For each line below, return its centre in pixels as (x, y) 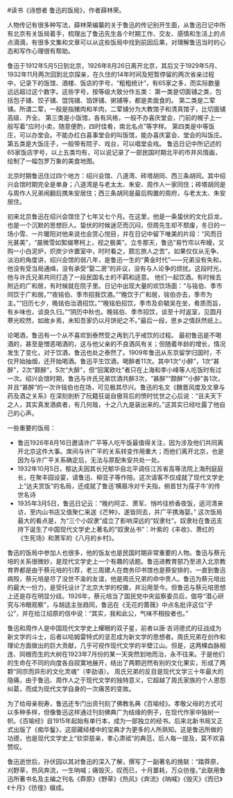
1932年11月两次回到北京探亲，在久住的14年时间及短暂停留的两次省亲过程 (111, 74)
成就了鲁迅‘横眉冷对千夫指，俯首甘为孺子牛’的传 (152, 486)
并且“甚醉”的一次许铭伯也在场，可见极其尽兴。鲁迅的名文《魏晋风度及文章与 (116, 387)
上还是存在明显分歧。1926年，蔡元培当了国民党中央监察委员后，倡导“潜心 (113, 596)
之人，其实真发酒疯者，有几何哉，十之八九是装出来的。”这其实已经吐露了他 (113, 405)
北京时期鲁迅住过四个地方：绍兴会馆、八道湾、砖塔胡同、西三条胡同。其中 (113, 176)
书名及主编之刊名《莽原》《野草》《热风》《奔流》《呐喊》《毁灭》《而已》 (124, 779)
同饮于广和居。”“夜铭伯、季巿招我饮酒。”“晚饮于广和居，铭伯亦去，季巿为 (110, 294)
